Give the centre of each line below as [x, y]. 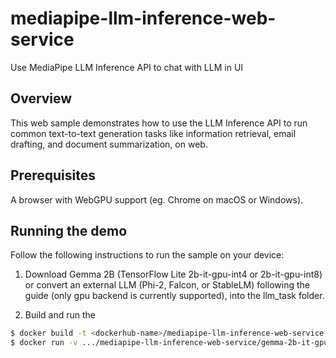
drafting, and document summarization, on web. [109, 144]
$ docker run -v [44, 343]
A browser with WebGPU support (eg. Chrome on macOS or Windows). [157, 199]
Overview [41, 98]
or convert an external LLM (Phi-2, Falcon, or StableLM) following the [167, 285]
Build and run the [60, 315]
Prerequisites [53, 175]
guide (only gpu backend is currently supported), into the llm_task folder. [174, 296]
